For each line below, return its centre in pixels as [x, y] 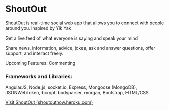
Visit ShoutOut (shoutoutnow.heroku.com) [49, 102]
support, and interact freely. [34, 53]
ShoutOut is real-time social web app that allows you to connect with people [85, 23]
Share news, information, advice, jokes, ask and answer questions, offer [80, 48]
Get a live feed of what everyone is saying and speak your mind [72, 38]
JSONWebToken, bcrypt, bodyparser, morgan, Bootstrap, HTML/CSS [77, 93]
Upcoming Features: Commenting [40, 63]
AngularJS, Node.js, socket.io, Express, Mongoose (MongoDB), [71, 87]
